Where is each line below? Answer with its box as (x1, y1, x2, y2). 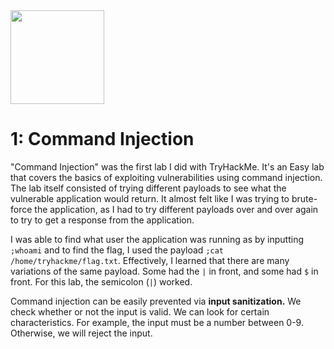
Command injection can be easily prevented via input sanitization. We (10, 295, 302, 307)
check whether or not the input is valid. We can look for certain (10, 305, 270, 318)
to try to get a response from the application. (10, 214, 195, 226)
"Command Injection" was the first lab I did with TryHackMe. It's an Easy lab (10, 160, 325, 173)
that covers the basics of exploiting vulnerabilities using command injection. (10, 171, 323, 183)
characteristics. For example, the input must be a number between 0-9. (10, 316, 304, 328)
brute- (291, 192, 318, 204)
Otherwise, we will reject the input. (10, 327, 153, 339)
